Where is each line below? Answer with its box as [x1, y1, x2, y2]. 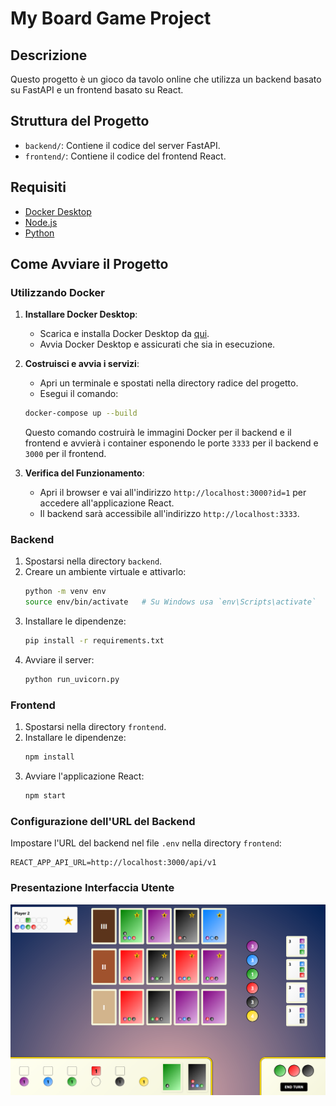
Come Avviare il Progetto [10, 256, 169, 273]
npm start [24, 791, 67, 801]
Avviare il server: [24, 654, 95, 666]
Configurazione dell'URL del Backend [10, 814, 196, 828]
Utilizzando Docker [10, 285, 105, 299]
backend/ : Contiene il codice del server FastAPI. [24, 139, 221, 151]
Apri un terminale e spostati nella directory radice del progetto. [39, 377, 299, 389]
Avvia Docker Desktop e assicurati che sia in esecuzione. [39, 338, 276, 351]
